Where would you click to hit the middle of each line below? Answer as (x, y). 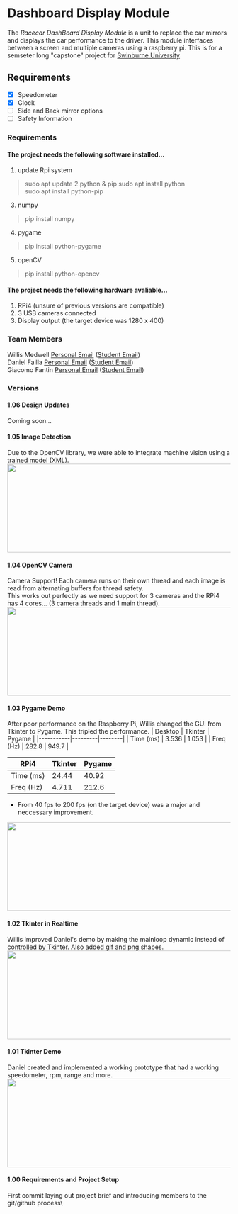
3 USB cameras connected (57, 313)
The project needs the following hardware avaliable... (87, 290)
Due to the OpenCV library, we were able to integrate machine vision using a (119, 452)
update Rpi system (45, 170)
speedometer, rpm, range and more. (60, 1074)
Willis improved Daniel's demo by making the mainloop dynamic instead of (116, 939)
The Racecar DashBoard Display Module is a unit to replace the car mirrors (117, 33)
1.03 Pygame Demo (36, 708)
